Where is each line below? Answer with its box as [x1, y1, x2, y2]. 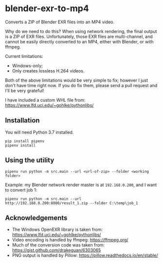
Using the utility [5, 156, 54, 164]
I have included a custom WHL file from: [5, 97, 86, 103]
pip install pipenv [5, 139, 45, 143]
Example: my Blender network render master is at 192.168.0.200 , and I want [5, 182, 157, 188]
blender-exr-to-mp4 [5, 3, 89, 14]
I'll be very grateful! [5, 88, 44, 93]
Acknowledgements [5, 213, 68, 222]
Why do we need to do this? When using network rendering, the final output [5, 28, 157, 34]
